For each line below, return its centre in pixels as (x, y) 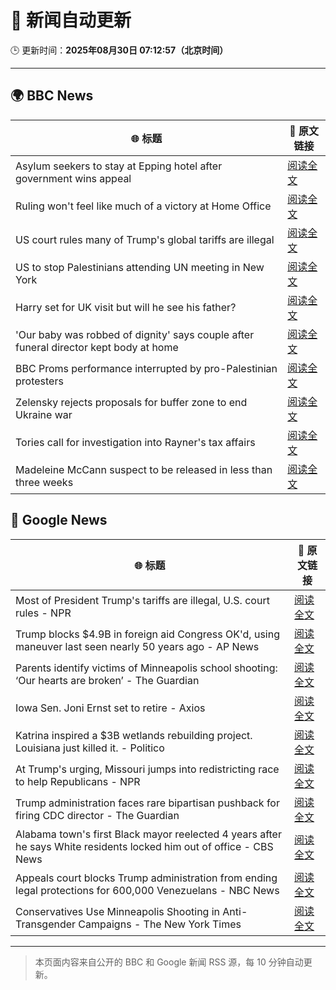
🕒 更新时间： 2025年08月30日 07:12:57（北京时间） (119, 50)
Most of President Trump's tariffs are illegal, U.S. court (142, 600)
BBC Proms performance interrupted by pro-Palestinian (146, 368)
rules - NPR (43, 613)
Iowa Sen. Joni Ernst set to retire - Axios (110, 708)
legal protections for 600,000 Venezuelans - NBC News (147, 890)
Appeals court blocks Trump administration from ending (146, 878)
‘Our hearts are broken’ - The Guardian (107, 680)
